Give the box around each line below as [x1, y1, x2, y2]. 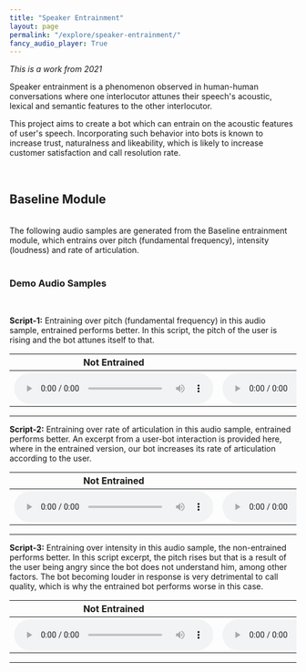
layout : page [9, 22, 59, 31]
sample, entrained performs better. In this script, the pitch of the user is [9, 325, 278, 336]
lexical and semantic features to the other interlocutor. [9, 101, 212, 112]
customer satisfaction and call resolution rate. [9, 148, 181, 158]
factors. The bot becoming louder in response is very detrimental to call [9, 571, 279, 583]
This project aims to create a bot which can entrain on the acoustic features [9, 118, 293, 129]
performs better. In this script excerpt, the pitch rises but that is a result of [9, 552, 287, 563]
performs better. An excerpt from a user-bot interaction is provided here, [9, 433, 282, 444]
